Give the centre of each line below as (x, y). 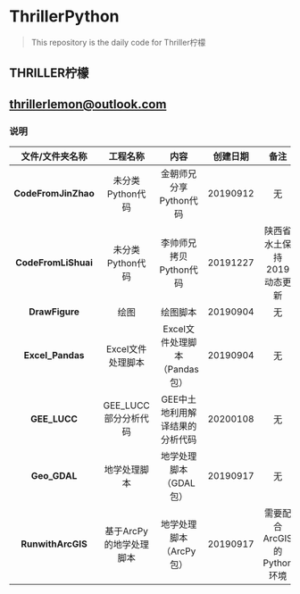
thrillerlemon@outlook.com (88, 104)
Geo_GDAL (54, 476)
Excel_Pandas (54, 356)
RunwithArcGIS (54, 544)
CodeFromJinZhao (54, 194)
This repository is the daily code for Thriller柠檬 (118, 42)
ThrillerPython (64, 17)
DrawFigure (54, 312)
